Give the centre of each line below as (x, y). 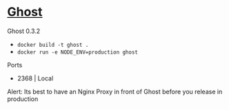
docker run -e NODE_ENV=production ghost (77, 52)
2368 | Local (35, 78)
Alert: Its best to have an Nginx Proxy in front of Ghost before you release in (115, 91)
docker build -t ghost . (53, 45)
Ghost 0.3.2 (24, 31)
